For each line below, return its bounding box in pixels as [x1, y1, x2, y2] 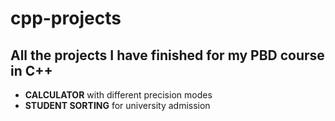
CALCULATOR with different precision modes [24, 89, 213, 101]
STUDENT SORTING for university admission [24, 100, 211, 111]
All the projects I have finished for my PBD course [10, 47, 325, 64]
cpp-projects [10, 7, 122, 30]
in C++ [10, 62, 53, 79]
